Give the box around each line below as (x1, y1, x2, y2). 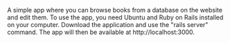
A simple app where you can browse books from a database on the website (7, 6, 223, 14)
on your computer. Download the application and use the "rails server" (7, 21, 209, 28)
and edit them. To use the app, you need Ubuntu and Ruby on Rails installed (7, 13, 224, 21)
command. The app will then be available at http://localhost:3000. (7, 28, 195, 36)
